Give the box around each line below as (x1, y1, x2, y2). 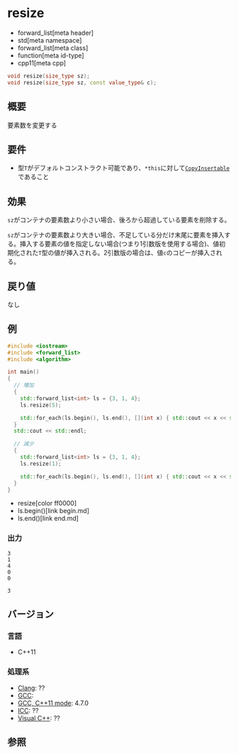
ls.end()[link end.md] (17, 514, 79, 523)
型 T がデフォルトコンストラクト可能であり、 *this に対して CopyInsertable (17, 163, 230, 172)
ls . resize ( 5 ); (20, 402, 62, 409)
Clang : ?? (17, 684, 45, 692)
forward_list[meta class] (17, 43, 89, 52)
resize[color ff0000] (17, 499, 77, 507)
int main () (7, 368, 40, 376)
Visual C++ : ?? (17, 713, 60, 722)
